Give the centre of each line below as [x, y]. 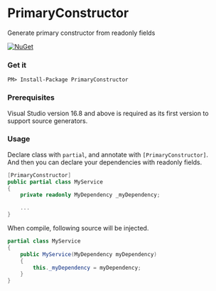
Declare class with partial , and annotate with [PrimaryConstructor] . [108, 154]
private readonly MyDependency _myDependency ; [90, 195]
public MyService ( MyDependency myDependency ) [89, 254]
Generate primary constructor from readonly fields [81, 33]
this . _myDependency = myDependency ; [87, 268]
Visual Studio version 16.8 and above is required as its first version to [108, 113]
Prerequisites [31, 97]
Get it [17, 65]
